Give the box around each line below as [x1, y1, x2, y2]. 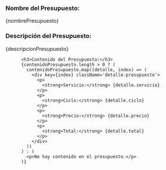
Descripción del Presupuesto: [5, 32, 92, 40]
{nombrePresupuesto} [5, 18, 59, 25]
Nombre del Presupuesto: [5, 4, 80, 12]
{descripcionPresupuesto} [5, 45, 69, 52]
